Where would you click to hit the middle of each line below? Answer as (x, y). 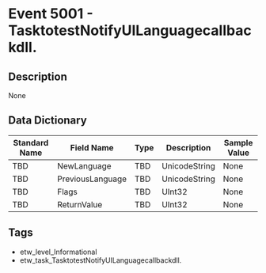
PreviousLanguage (92, 179)
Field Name (92, 147)
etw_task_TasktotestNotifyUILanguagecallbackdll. (101, 260)
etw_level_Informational (58, 252)
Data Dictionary (47, 121)
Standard (31, 142)
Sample (238, 142)
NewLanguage (84, 165)
